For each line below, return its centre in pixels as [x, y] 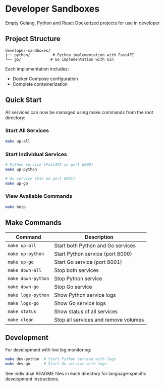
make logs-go [23, 303]
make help [16, 207]
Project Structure [33, 39]
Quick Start [23, 100]
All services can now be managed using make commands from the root [79, 112]
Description [99, 237]
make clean [21, 320]
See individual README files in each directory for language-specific [76, 374]
